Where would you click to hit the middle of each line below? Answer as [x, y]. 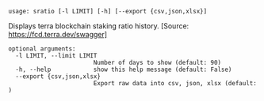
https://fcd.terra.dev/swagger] [58, 34]
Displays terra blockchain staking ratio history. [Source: [99, 26]
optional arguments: [42, 49]
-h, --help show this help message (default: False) [124, 69]
